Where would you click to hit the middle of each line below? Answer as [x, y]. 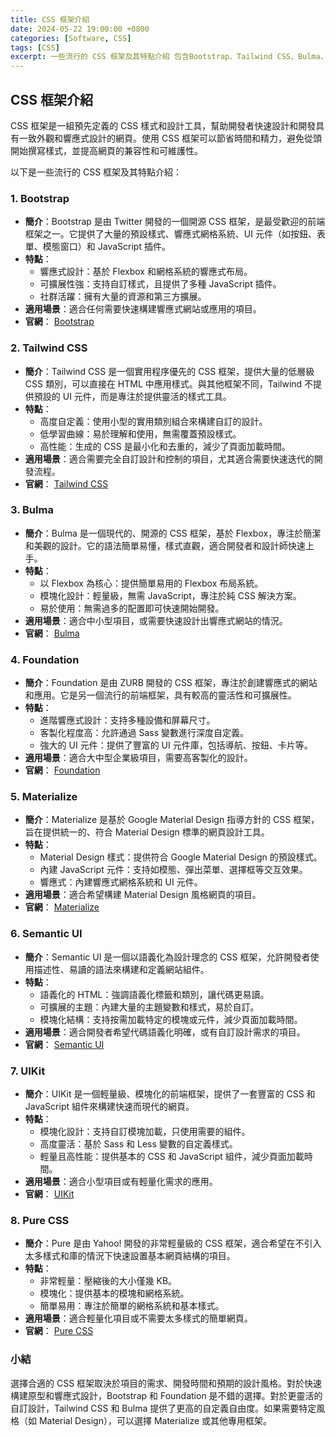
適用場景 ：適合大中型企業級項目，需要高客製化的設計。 [138, 758]
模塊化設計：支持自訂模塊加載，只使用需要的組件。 [145, 1132]
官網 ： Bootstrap [59, 322]
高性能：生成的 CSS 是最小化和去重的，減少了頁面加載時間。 [165, 446]
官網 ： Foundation [62, 770]
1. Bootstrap [40, 198]
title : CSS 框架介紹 [50, 19]
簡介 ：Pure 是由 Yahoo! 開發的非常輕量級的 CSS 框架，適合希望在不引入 [173, 1243]
